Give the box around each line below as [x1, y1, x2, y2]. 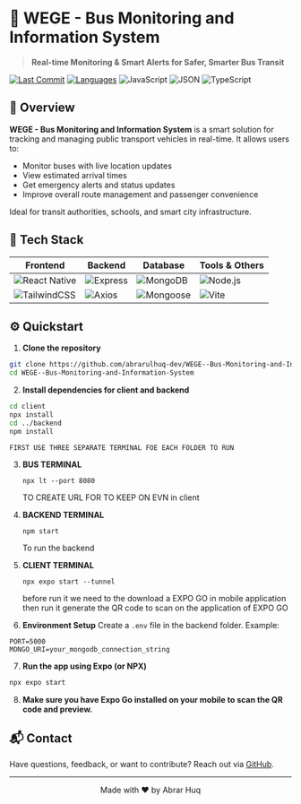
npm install [9, 427, 54, 436]
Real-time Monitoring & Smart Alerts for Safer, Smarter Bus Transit [30, 56, 285, 67]
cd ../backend [9, 419, 63, 428]
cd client [9, 402, 47, 411]
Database [142, 259, 185, 272]
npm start [21, 526, 60, 536]
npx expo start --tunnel [21, 577, 116, 586]
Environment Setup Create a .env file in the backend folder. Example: [21, 619, 279, 630]
